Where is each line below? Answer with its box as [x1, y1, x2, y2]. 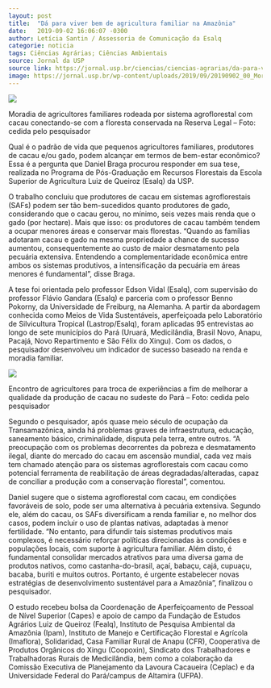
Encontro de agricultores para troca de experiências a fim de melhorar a [8, 384, 248, 394]
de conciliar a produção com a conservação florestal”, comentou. [8, 477, 226, 486]
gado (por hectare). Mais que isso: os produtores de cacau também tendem [8, 217, 261, 227]
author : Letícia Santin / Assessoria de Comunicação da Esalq [8, 34, 222, 43]
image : [8, 72, 31, 80]
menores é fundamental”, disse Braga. [8, 269, 135, 278]
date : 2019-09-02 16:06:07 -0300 [8, 27, 128, 35]
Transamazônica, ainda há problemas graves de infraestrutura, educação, [8, 425, 254, 435]
